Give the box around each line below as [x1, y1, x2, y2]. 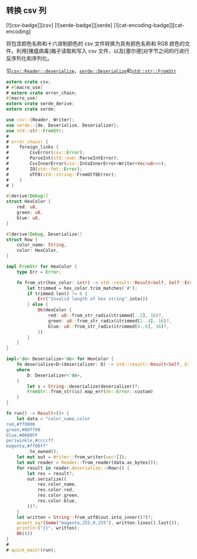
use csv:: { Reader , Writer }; [6, 117, 75, 123]
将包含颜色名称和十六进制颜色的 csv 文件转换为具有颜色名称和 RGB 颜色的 [6, 40, 185, 47]
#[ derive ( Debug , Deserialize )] [6, 231, 83, 237]
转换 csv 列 [6, 5, 47, 16]
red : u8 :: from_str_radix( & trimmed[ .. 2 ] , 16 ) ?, [47, 312, 164, 319]
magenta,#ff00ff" [6, 443, 49, 449]
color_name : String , [16, 242, 67, 248]
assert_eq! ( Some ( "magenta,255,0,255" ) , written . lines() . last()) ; [16, 520, 180, 525]
